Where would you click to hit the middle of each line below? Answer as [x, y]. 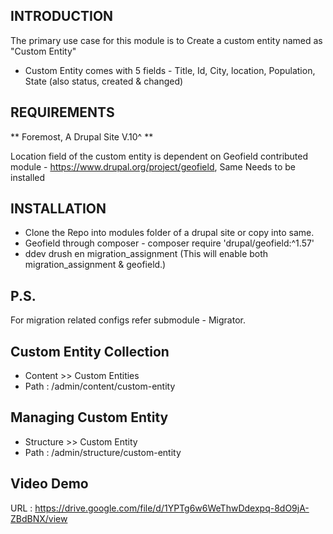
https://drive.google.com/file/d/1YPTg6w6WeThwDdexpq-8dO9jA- [172, 508]
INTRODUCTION [62, 16]
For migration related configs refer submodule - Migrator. [128, 320]
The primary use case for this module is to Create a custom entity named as [166, 40]
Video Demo [49, 484]
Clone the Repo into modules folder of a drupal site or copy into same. [169, 233]
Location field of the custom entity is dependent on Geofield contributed [159, 156]
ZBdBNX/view [39, 518]
